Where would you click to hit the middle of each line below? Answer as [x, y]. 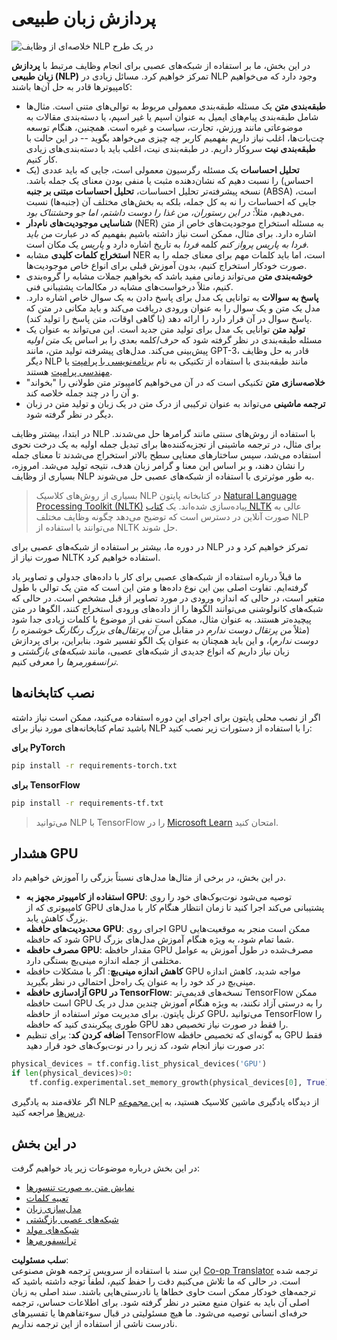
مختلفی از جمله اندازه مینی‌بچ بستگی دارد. [103, 961]
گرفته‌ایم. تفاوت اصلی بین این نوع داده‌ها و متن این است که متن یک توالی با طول [159, 587]
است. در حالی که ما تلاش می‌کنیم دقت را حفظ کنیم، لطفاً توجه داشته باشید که [156, 1281]
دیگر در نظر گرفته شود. [69, 414]
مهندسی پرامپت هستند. [69, 371]
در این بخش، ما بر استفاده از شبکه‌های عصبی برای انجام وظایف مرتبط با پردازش [161, 65]
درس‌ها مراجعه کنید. [48, 1112]
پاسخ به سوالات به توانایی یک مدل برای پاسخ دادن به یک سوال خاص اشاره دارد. [172, 297]
